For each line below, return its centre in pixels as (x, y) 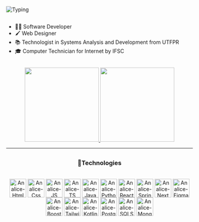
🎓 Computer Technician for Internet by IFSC (69, 51)
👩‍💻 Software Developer (43, 27)
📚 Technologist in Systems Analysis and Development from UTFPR (97, 42)
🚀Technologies (99, 163)
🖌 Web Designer (36, 33)
